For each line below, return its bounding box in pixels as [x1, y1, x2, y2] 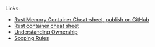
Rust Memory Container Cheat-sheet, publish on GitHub [13, 16, 150, 23]
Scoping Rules [13, 35, 49, 41]
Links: [5, 5, 20, 12]
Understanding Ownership [13, 28, 78, 35]
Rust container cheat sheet [13, 23, 80, 29]
